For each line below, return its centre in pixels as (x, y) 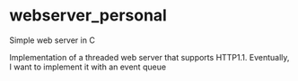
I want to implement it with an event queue (88, 67)
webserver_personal (88, 16)
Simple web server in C (53, 40)
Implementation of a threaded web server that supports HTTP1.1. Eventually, (149, 57)
